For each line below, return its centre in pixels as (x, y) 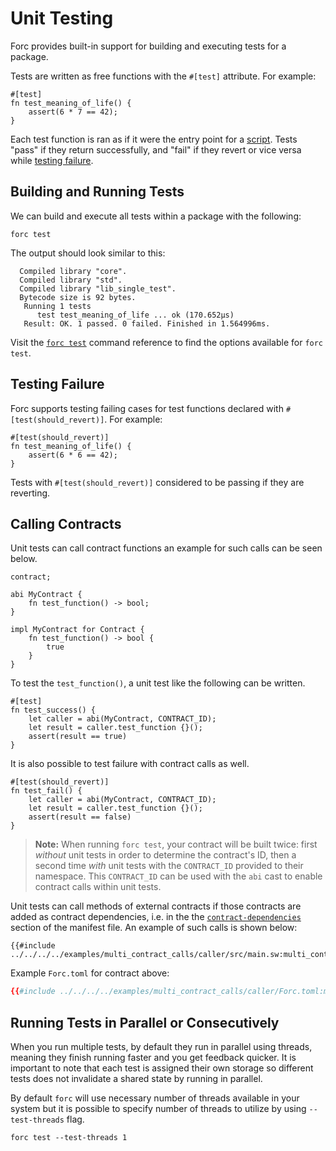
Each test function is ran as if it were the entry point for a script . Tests (154, 139)
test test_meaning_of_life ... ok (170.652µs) (135, 315)
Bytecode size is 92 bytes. (78, 297)
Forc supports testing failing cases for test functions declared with (147, 408)
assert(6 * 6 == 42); (73, 455)
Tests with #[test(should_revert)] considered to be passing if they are (157, 482)
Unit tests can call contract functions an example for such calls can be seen (166, 548)
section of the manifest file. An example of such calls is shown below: (154, 928)
